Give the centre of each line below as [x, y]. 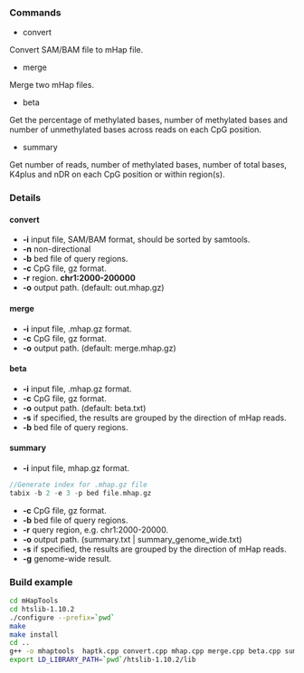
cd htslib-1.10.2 [42, 609]
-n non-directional [57, 249]
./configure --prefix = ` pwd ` [62, 618]
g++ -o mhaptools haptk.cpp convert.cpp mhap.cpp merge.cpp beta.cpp [145, 651]
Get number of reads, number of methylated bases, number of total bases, [148, 165]
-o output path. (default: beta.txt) [84, 408]
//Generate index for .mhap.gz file [78, 485]
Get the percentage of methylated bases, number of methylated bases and [148, 120]
